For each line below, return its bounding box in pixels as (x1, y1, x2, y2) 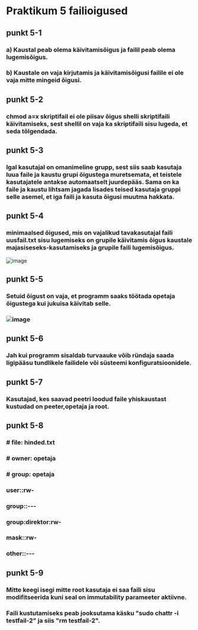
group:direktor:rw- (6, 517, 62, 526)
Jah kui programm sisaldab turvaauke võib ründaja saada (6, 351, 174, 360)
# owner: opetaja (6, 454, 56, 462)
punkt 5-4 (6, 211, 44, 221)
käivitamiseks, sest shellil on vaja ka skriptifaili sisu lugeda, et (6, 120, 188, 128)
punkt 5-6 (6, 334, 44, 344)
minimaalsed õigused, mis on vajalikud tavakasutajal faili (6, 229, 173, 237)
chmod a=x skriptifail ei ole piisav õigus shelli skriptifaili (6, 112, 170, 120)
